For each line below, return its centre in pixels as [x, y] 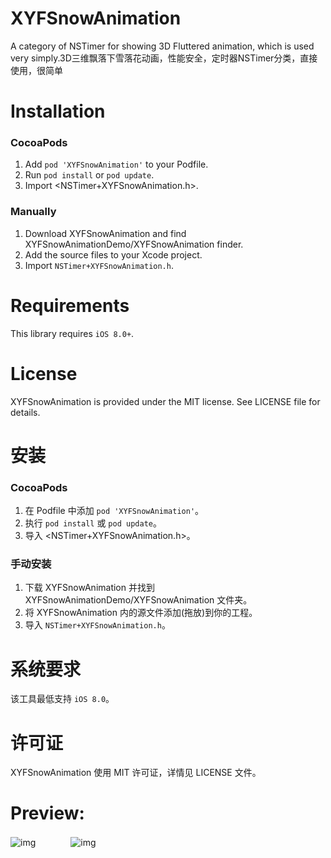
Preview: [47, 813]
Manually [33, 212]
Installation [58, 111]
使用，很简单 [36, 70]
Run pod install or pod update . [89, 175]
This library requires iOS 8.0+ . [72, 333]
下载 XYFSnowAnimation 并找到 [89, 588]
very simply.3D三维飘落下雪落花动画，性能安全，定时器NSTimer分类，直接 [164, 58]
